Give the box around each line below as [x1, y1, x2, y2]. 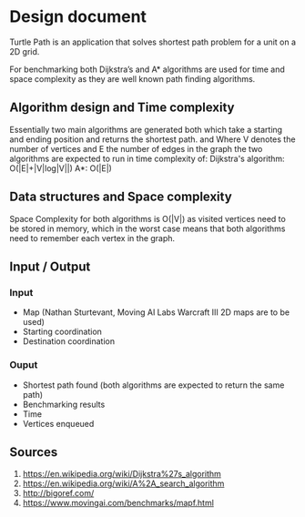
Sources [9, 444, 58, 460]
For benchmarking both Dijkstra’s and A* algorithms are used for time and [9, 64, 285, 75]
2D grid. [9, 46, 40, 56]
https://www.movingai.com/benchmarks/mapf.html [22, 498, 214, 509]
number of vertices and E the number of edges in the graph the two [9, 143, 263, 154]
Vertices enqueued [22, 418, 95, 429]
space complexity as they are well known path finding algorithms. [9, 73, 256, 84]
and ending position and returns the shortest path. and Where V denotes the [9, 134, 296, 145]
